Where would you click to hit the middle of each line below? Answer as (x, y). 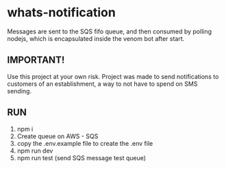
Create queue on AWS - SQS (58, 136)
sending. (20, 91)
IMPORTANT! (36, 60)
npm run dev (35, 151)
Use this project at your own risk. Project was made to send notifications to (113, 76)
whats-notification (62, 13)
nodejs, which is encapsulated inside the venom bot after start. (96, 38)
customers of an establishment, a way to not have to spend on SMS (102, 84)
